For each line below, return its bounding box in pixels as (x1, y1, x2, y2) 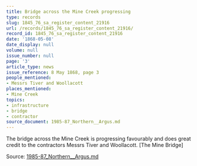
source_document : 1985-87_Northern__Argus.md (6, 119, 120, 125)
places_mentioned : (6, 86, 51, 92)
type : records (6, 14, 41, 20)
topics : (6, 97, 25, 103)
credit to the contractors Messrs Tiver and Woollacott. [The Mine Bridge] (6, 142, 183, 149)
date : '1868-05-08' (6, 36, 54, 42)
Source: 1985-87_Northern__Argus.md (6, 153, 99, 160)
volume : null (6, 47, 38, 53)
